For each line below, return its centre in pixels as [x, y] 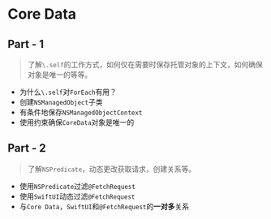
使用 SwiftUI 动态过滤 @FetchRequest [77, 196]
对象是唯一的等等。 [60, 75]
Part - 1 [26, 44]
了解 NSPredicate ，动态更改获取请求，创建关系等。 [112, 169]
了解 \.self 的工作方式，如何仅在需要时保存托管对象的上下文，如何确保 [145, 64]
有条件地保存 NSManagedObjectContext [81, 112]
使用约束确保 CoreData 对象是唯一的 [77, 122]
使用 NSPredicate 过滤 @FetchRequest [77, 186]
